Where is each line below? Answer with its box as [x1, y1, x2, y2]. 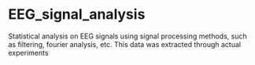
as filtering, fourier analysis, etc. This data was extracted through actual [8, 39, 242, 49]
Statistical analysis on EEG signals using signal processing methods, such [8, 31, 247, 41]
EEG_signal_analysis [8, 5, 146, 23]
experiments [8, 48, 49, 57]
